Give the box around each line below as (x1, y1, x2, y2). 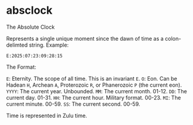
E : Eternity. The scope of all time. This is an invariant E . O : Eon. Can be (6, 75, 177, 82)
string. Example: (29, 41, 69, 48)
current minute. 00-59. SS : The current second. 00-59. (6, 100, 140, 108)
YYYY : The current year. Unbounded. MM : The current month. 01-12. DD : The (6, 87, 187, 94)
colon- (165, 35, 181, 42)
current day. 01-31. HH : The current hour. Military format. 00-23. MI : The (6, 94, 181, 101)
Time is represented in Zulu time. (6, 112, 88, 119)
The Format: (6, 63, 36, 71)
